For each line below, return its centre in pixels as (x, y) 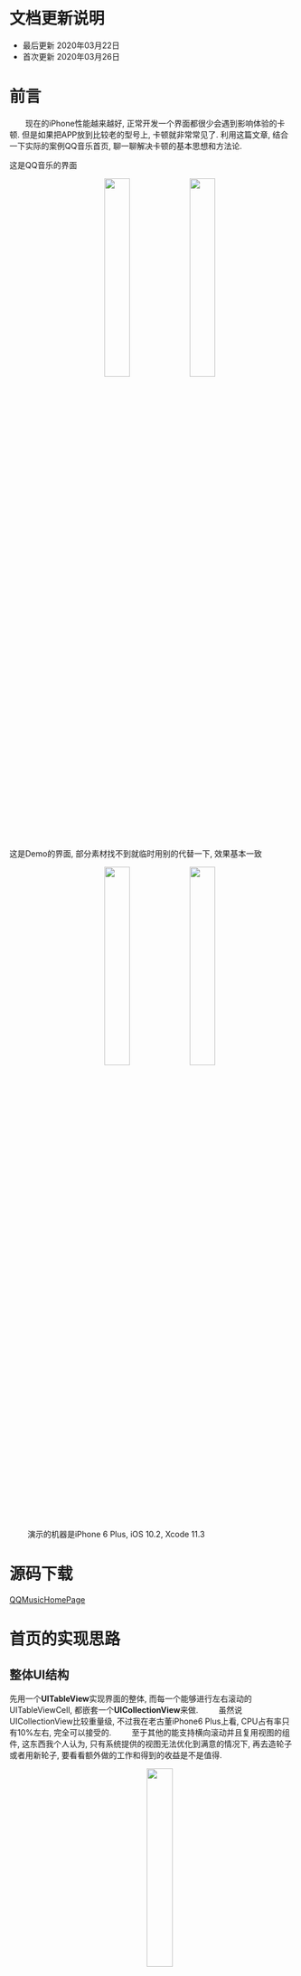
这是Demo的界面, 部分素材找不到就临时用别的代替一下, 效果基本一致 (136, 853)
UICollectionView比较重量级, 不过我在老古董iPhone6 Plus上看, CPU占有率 (146, 1721)
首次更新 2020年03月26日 (71, 56)
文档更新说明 (57, 19)
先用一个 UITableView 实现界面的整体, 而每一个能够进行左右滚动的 (131, 1698)
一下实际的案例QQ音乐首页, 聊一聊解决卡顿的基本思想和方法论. (126, 146)
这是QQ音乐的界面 (43, 165)
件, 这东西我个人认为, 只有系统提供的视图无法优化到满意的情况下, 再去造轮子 (150, 1744)
